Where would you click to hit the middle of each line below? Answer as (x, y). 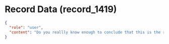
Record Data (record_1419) (61, 9)
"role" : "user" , (26, 27)
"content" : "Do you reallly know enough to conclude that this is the (85, 32)
